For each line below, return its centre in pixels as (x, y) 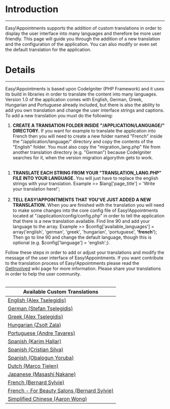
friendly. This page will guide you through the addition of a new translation (83, 38)
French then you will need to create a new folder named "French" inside (88, 136)
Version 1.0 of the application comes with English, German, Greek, (74, 99)
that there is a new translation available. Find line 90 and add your (81, 221)
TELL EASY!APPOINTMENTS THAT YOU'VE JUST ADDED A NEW (82, 199)
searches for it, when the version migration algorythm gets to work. (83, 157)
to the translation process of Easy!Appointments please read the (72, 263)
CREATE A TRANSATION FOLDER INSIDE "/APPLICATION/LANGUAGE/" (89, 125)
